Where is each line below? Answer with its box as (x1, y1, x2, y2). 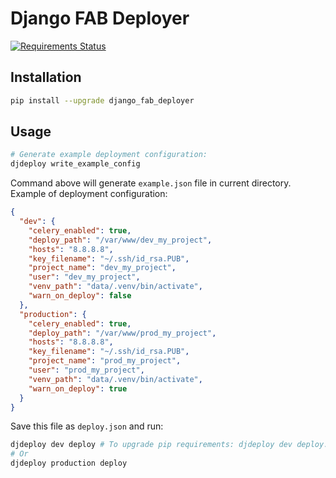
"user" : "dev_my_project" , (28, 272, 141, 282)
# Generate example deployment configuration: (10, 150, 208, 160)
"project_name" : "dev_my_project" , (28, 263, 177, 273)
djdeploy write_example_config (10, 159, 141, 169)
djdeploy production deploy (10, 458, 128, 469)
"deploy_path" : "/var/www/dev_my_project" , (28, 235, 213, 245)
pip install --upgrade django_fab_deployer (10, 95, 195, 106)
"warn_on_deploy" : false (28, 291, 132, 301)
